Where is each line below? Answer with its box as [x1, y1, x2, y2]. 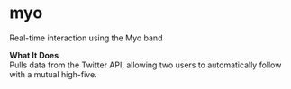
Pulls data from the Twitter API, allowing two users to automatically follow [9, 59, 282, 70]
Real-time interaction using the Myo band [9, 32, 163, 43]
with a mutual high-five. [9, 68, 97, 79]
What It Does [9, 49, 59, 60]
